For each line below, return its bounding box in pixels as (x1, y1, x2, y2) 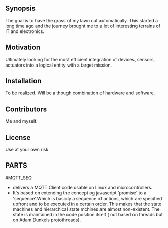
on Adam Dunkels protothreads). (12, 217, 81, 223)
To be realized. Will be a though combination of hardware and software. (5, 90, 155, 96)
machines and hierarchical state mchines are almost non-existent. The (12, 206, 160, 212)
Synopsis (5, 4, 36, 13)
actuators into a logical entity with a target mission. (5, 62, 112, 68)
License (5, 133, 31, 142)
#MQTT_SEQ (5, 175, 32, 181)
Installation (5, 77, 42, 85)
